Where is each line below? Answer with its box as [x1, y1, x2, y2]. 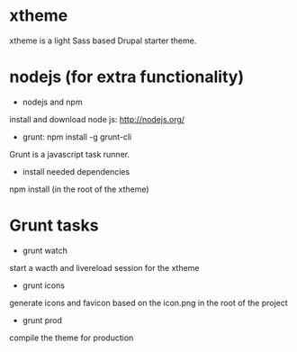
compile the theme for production [9, 332, 134, 343]
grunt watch [22, 245, 67, 256]
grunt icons [22, 280, 66, 291]
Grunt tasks [9, 215, 99, 236]
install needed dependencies [22, 166, 130, 176]
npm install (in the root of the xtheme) [9, 184, 150, 194]
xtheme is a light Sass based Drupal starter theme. [9, 35, 197, 46]
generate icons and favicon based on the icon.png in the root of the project [9, 297, 288, 308]
